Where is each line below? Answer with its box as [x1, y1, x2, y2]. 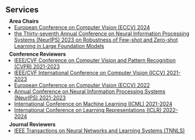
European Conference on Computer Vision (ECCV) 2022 [13, 82, 150, 88]
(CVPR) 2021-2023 [13, 63, 60, 70]
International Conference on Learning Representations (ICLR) [13, 107, 162, 114]
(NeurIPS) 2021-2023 [13, 94, 66, 101]
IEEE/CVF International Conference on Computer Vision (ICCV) [13, 69, 166, 76]
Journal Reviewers [9, 121, 56, 128]
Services [5, 5, 39, 15]
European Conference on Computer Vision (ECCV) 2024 [13, 24, 150, 30]
